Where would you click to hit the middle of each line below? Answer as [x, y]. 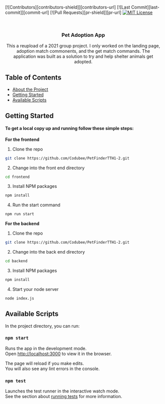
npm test [16, 381]
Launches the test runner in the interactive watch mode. [62, 391]
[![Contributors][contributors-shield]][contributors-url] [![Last [68, 7]
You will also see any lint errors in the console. [53, 369]
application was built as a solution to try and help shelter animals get [83, 56]
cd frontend [17, 177]
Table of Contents [33, 77]
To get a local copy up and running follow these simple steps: [69, 129]
